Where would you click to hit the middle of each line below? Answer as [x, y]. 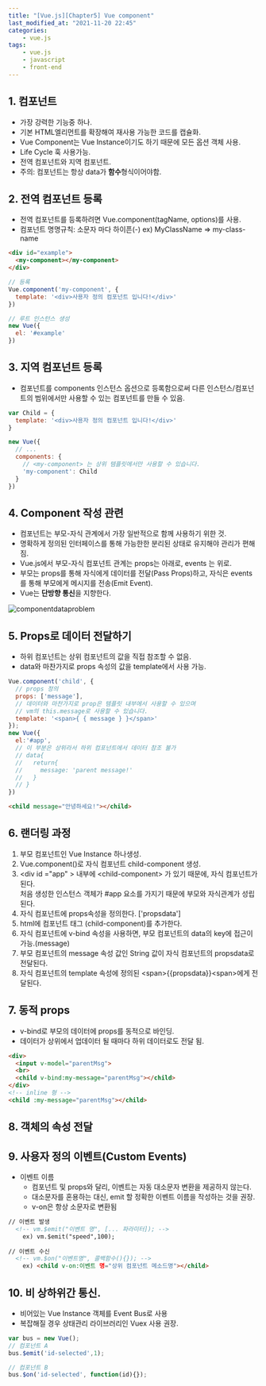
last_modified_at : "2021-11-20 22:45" [72, 23]
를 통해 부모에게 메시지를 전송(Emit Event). [86, 583]
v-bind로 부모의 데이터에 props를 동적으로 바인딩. [97, 1031]
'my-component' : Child [60, 472]
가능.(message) [44, 943]
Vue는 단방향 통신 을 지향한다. [65, 593]
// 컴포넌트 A [28, 1346]
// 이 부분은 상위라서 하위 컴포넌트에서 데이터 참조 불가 [96, 748]
